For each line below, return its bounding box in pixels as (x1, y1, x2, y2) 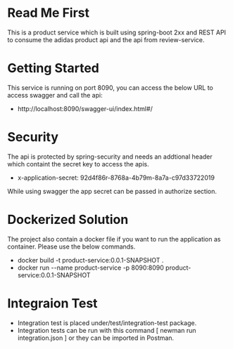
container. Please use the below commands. (7, 242, 136, 251)
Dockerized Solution (7, 212, 129, 228)
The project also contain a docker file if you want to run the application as (7, 235, 221, 243)
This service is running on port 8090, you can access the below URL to (7, 83, 213, 92)
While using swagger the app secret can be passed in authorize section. (7, 187, 217, 195)
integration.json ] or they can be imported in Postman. (17, 334, 175, 342)
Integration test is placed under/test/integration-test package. (17, 318, 197, 327)
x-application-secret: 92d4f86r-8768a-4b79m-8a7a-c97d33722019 (17, 173, 215, 182)
